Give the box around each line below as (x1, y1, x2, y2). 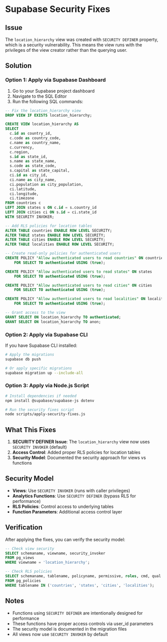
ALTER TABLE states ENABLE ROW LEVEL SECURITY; (5, 233, 106, 238)
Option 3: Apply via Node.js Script (5, 382, 89, 389)
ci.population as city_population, (9, 182, 83, 187)
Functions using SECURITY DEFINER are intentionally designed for (12, 610, 143, 616)
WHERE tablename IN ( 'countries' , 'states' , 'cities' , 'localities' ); (5, 583, 155, 588)
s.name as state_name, (9, 159, 57, 164)
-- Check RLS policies (5, 569, 52, 574)
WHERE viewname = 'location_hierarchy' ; (5, 560, 90, 565)
